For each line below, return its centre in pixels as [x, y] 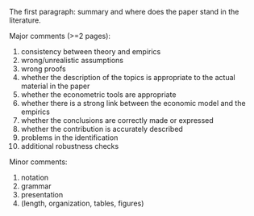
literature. [25, 20]
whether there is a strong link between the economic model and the [133, 103]
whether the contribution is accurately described [102, 129]
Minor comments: [38, 162]
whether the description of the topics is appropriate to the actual [128, 77]
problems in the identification [69, 138]
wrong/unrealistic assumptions [72, 60]
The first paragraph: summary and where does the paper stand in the [124, 12]
